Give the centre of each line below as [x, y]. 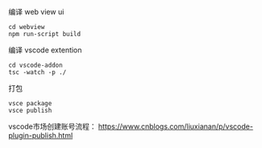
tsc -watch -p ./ [37, 72]
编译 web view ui [36, 12]
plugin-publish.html [41, 136]
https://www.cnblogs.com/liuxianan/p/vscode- [176, 126]
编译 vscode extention [45, 50]
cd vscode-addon [35, 65]
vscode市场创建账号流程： [52, 126]
